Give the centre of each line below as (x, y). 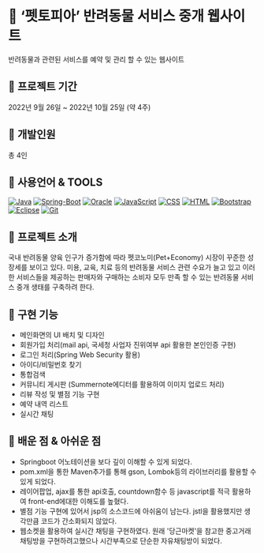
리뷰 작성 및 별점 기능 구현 (59, 394)
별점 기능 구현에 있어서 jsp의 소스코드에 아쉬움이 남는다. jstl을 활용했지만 (131, 511)
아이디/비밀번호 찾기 (50, 365)
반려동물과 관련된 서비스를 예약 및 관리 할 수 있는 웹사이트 (97, 59)
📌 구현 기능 (33, 314)
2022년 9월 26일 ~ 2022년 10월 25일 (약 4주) (80, 107)
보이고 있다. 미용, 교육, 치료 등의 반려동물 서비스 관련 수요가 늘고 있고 (135, 267)
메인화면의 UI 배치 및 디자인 (62, 335)
